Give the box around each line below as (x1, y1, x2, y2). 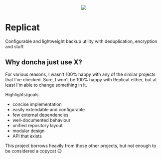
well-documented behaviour (12, 117, 71, 123)
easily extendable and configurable (12, 106, 85, 112)
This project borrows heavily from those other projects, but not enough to (5, 143, 157, 149)
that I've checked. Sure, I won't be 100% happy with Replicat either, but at (5, 76, 157, 82)
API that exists (12, 133, 42, 139)
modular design (12, 128, 45, 134)
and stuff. (5, 43, 25, 49)
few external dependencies (12, 112, 69, 118)
